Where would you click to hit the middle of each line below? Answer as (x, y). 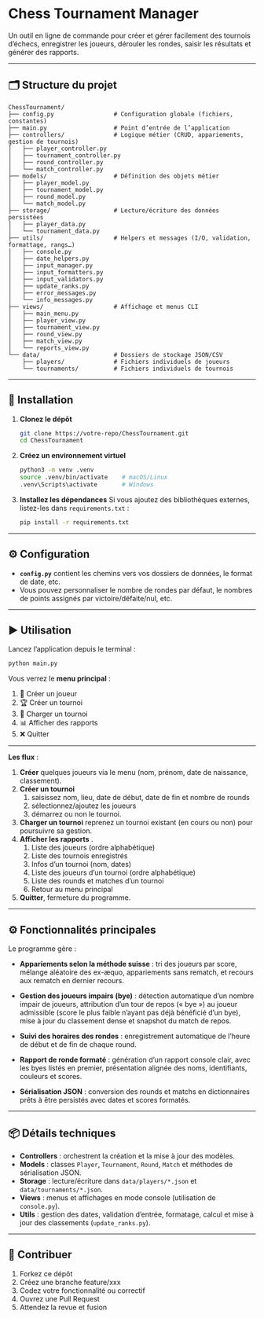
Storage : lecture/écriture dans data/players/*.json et (108, 1180)
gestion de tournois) (44, 141)
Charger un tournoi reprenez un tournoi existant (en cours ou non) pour (136, 823)
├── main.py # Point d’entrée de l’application (119, 128)
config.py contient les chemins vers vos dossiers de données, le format (136, 573)
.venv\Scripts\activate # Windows (86, 485)
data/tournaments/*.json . (61, 1189)
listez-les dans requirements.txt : (74, 508)
